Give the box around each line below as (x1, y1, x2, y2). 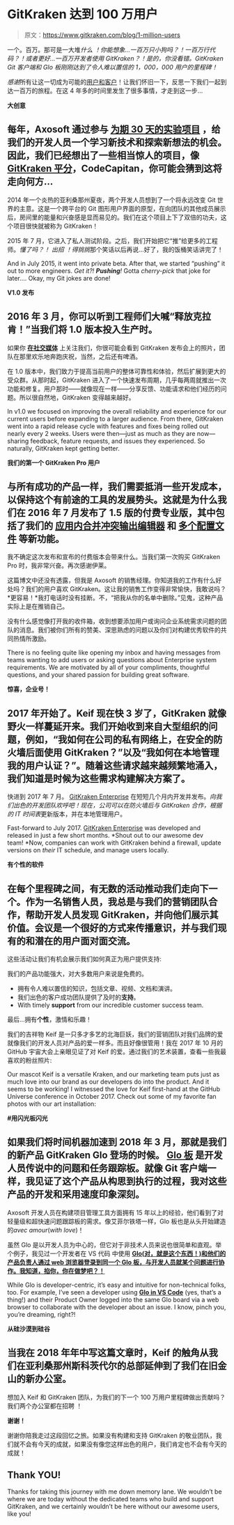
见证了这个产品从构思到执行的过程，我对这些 (34, 1175, 227, 1187)
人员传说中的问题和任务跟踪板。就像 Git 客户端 (7, 1162, 208, 1174)
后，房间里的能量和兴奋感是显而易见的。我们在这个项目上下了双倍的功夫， (7, 213, 221, 221)
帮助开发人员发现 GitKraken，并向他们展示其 (25, 909, 219, 921)
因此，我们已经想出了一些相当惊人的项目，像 (7, 150, 200, 162)
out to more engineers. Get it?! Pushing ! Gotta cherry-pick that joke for (7, 266, 211, 275)
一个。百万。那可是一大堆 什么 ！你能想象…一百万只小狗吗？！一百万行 (7, 45, 210, 54)
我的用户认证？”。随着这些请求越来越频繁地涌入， (7, 760, 223, 772)
